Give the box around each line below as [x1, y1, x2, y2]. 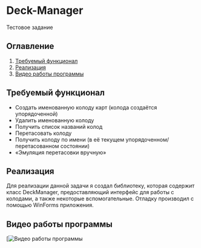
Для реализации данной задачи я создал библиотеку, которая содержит [6, 182, 195, 189]
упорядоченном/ [125, 135, 170, 143]
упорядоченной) [15, 110, 58, 117]
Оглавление [6, 41, 54, 51]
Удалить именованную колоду [15, 116, 94, 124]
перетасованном [15, 142, 59, 149]
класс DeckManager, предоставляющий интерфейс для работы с [6, 189, 174, 196]
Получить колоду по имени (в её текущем [15, 135, 125, 143]
